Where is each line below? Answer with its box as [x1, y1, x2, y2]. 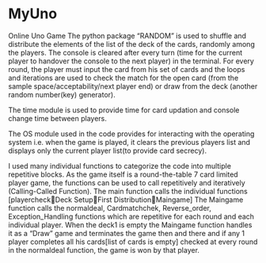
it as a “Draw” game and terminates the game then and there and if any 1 [8, 228, 245, 238]
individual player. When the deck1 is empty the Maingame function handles [8, 219, 253, 230]
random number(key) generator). [8, 90, 116, 99]
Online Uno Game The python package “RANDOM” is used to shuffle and [8, 31, 247, 40]
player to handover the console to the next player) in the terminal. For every [8, 56, 255, 66]
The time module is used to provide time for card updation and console [8, 105, 240, 115]
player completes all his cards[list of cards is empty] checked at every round [8, 237, 258, 246]
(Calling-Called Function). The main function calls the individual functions [8, 186, 248, 196]
